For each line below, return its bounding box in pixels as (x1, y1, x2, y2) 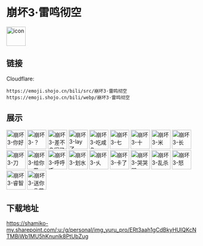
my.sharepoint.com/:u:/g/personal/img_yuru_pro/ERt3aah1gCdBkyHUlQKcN (6, 226, 197, 234)
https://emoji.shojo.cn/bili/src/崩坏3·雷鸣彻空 (6, 88, 128, 94)
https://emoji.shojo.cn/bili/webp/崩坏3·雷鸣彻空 (6, 94, 130, 101)
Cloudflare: (6, 75, 35, 82)
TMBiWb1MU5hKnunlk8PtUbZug (6, 233, 89, 240)
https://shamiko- (6, 220, 48, 227)
